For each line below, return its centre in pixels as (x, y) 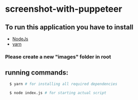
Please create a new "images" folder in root (58, 56)
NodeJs (20, 39)
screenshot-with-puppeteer (64, 9)
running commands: (37, 73)
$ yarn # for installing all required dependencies (64, 84)
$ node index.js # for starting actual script (58, 93)
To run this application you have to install (69, 27)
